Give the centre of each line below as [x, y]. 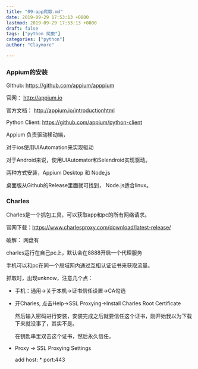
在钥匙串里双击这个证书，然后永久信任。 [64, 336]
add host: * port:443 [40, 360]
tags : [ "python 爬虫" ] [33, 34]
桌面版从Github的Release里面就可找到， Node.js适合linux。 [79, 185]
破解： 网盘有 [23, 240]
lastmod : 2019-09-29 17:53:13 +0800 [51, 23]
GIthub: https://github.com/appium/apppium [60, 86]
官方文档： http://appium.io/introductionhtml [60, 110]
